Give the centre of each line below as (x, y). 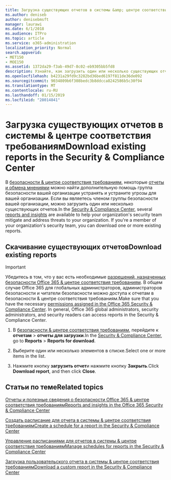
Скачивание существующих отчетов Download (83, 247)
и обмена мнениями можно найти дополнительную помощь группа (79, 188)
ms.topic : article (25, 39)
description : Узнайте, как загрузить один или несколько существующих (82, 72)
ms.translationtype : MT (31, 85)
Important (16, 267)
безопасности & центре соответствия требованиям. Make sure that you (82, 298)
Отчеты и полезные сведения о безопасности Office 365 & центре (77, 399)
